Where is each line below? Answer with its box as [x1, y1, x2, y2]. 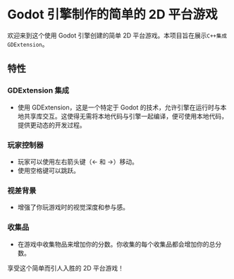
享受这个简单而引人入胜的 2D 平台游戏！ [7, 263, 125, 272]
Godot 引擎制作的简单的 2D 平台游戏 [7, 6, 218, 23]
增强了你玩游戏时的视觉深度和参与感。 [17, 203, 129, 212]
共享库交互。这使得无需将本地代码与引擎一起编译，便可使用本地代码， [23, 112, 228, 120]
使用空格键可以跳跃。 [17, 166, 80, 174]
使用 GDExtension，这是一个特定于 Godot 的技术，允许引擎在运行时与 [17, 103, 221, 112]
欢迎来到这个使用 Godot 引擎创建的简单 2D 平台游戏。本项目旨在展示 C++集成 [7, 31, 228, 40]
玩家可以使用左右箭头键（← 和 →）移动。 [17, 157, 139, 166]
